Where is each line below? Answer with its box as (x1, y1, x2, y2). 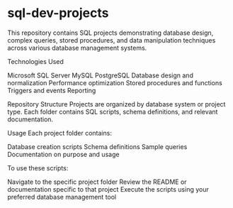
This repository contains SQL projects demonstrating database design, (7, 28, 214, 37)
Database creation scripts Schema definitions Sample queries (7, 142, 188, 150)
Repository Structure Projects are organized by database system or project (7, 99, 226, 108)
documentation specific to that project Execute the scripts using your (7, 185, 209, 193)
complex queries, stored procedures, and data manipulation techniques (7, 35, 216, 44)
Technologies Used (7, 57, 64, 65)
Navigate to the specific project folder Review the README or (7, 177, 187, 186)
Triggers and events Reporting (7, 86, 96, 94)
